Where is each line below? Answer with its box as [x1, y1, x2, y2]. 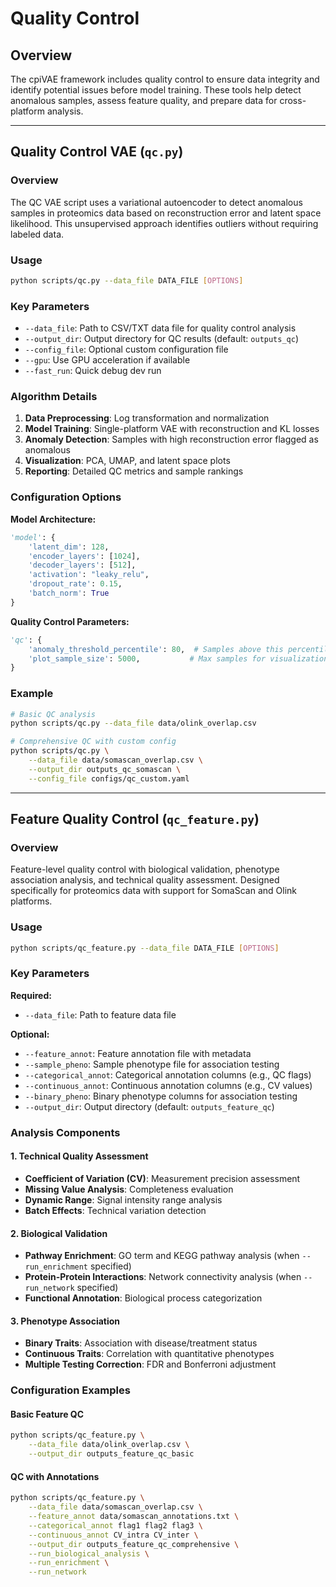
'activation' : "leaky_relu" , [28, 570, 150, 580]
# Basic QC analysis [10, 709, 97, 719]
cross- [279, 95, 307, 106]
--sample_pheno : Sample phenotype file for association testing [24, 1058, 280, 1070]
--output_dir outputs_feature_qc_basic [28, 1449, 195, 1459]
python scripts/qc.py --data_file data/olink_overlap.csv [10, 718, 257, 729]
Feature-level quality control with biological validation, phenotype [10, 863, 280, 876]
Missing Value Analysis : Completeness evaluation [24, 1183, 234, 1195]
